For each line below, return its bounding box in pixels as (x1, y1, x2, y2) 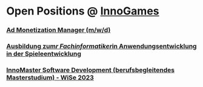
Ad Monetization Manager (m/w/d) (6, 26, 111, 34)
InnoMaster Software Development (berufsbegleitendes (6, 65, 175, 74)
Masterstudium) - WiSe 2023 (6, 73, 94, 82)
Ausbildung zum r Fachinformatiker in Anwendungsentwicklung (6, 42, 197, 51)
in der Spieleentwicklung (6, 50, 82, 58)
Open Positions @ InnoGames (6, 4, 159, 18)
